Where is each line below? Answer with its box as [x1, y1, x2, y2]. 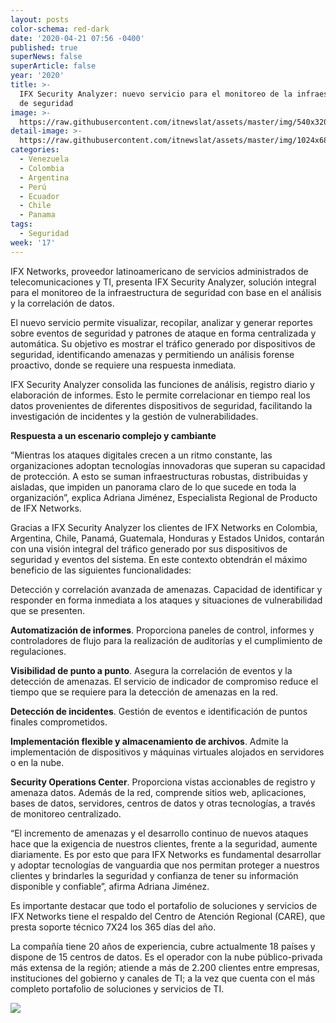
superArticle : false [10, 61, 97, 71]
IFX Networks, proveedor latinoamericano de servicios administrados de [10, 265, 309, 277]
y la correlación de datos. [10, 297, 115, 309]
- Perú [19, 182, 47, 192]
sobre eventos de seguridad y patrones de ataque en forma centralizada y [10, 327, 317, 339]
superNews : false [10, 52, 83, 62]
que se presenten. [10, 604, 85, 616]
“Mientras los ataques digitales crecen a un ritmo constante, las [10, 449, 273, 461]
